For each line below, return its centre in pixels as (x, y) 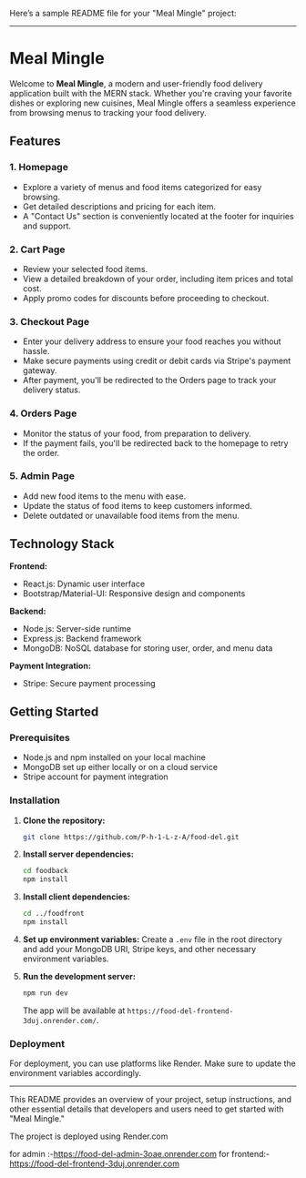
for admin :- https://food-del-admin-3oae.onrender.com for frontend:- (140, 1154)
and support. (46, 226)
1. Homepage (39, 168)
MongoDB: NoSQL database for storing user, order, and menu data (148, 648)
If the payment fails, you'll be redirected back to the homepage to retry (155, 443)
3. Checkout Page (49, 321)
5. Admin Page (42, 476)
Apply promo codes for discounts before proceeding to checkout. (146, 298)
